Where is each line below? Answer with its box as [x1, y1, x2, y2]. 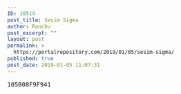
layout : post [7, 36, 45, 43]
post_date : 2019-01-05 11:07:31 [7, 62, 100, 68]
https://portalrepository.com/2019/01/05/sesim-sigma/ [13, 49, 175, 56]
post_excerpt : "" [7, 29, 57, 37]
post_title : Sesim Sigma [7, 17, 79, 23]
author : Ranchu [7, 23, 51, 30]
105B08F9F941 [7, 80, 52, 88]
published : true [7, 55, 54, 62]
